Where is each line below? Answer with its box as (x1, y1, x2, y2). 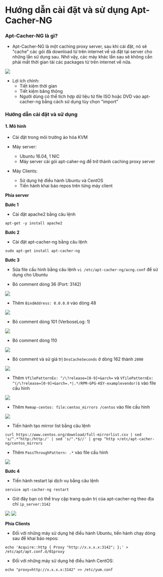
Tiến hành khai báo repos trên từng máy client (19, 183, 113, 189)
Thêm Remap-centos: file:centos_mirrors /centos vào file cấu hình (12, 404, 150, 410)
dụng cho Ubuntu (12, 272, 48, 277)
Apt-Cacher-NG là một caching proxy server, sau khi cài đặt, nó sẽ (12, 44, 147, 50)
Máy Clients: (12, 168, 38, 174)
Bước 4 (5, 468, 20, 474)
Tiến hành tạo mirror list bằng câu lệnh (12, 422, 91, 429)
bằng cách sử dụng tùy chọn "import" (41, 99, 119, 105)
